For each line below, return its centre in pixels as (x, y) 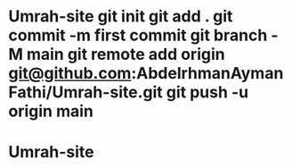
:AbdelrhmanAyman (207, 74)
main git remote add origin (126, 54)
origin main (51, 111)
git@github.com (70, 74)
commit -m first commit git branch (138, 35)
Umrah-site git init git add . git (121, 17)
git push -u (207, 92)
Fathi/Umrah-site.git (86, 92)
